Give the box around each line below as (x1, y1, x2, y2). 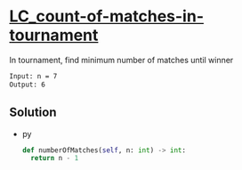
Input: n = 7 (9, 71, 58, 81)
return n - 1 (30, 154, 79, 163)
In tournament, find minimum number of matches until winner (9, 54, 234, 65)
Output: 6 (9, 80, 46, 89)
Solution (9, 105, 57, 120)
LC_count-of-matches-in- (9, 6, 205, 27)
